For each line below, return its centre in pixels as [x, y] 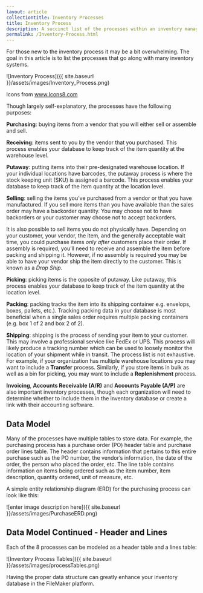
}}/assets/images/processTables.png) [53, 565]
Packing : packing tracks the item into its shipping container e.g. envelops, [98, 304]
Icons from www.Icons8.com [42, 94]
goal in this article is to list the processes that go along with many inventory [100, 58]
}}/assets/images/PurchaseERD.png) [52, 513]
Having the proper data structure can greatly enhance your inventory [92, 577]
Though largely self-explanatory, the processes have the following [89, 106]
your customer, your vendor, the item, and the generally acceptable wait [96, 236]
